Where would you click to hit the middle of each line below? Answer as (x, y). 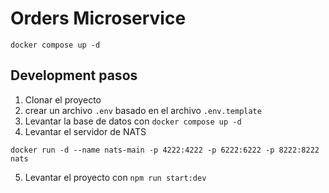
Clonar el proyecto (63, 99)
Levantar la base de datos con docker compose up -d (133, 121)
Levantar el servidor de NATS (85, 131)
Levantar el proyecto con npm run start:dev (115, 177)
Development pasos (74, 75)
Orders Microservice (98, 18)
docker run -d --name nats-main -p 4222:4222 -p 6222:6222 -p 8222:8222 (165, 150)
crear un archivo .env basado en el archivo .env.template (143, 110)
